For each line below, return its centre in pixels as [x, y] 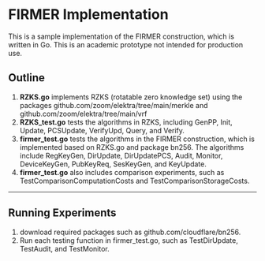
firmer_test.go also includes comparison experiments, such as [122, 172]
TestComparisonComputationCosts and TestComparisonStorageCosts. [134, 181]
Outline [26, 78]
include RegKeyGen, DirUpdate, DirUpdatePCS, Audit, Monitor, [121, 155]
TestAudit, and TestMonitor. [65, 248]
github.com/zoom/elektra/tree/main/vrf [83, 114]
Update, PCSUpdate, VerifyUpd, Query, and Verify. [102, 130]
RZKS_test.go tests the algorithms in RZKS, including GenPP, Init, [126, 122]
